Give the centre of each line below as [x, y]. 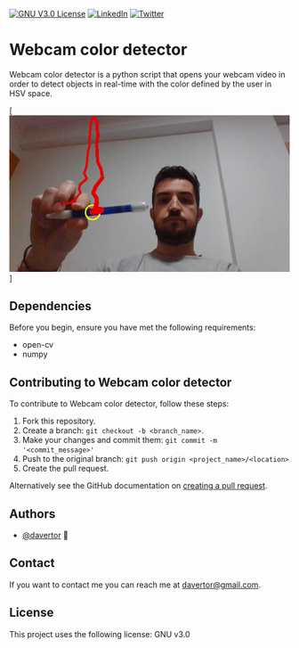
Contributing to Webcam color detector [121, 382]
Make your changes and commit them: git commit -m [120, 440]
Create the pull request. [65, 469]
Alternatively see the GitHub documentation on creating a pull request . [138, 486]
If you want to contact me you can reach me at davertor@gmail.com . [135, 585]
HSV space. [31, 93]
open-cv [38, 345]
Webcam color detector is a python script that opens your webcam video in [147, 74]
